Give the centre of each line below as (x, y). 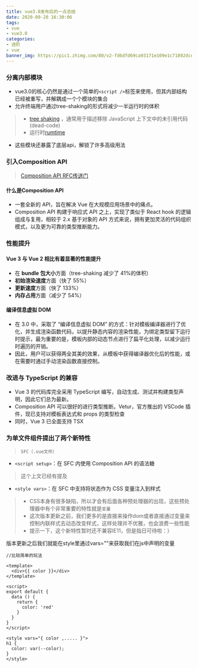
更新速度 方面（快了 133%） (48, 288)
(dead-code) (45, 125)
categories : (21, 39)
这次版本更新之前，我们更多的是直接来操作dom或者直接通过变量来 (110, 516)
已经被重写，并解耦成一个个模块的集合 (61, 99)
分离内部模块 (24, 77)
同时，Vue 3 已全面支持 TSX (49, 421)
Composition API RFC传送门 (54, 176)
